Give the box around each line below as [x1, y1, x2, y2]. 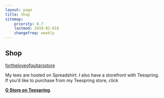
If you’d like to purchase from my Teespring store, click [5, 77, 118, 83]
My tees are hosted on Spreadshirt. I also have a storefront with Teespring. [5, 72, 159, 78]
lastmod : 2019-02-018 [14, 26, 59, 31]
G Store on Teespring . [5, 87, 51, 93]
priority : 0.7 [14, 21, 43, 26]
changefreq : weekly [14, 30, 55, 35]
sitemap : [5, 16, 23, 21]
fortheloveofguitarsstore [5, 62, 55, 68]
